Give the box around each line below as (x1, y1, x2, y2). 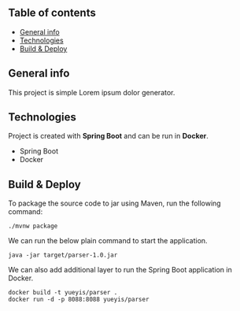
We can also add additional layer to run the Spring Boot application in (8, 265, 232, 275)
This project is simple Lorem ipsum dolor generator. (8, 87, 175, 97)
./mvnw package (8, 222, 58, 231)
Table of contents (8, 6, 96, 20)
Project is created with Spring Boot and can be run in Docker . (8, 131, 209, 141)
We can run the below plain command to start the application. (8, 236, 208, 246)
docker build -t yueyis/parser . (8, 289, 118, 297)
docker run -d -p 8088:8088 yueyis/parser (8, 295, 150, 304)
